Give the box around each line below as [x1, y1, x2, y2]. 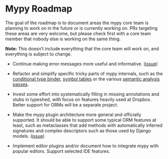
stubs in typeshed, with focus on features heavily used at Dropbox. [12, 96, 152, 102]
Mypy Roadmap [5, 3, 72, 15]
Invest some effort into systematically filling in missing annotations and [12, 91, 159, 97]
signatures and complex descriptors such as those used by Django [12, 127, 151, 134]
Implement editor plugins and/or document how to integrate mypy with [12, 142, 159, 149]
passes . [12, 81, 29, 87]
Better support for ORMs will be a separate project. [12, 101, 118, 108]
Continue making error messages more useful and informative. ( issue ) [12, 61, 158, 67]
